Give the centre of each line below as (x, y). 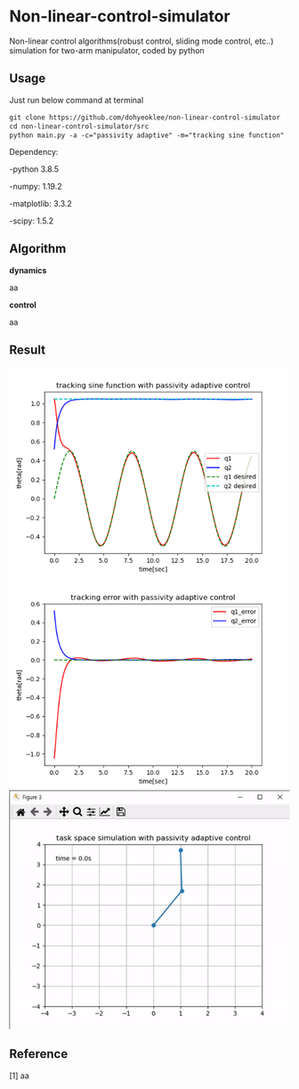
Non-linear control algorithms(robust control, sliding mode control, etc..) (141, 41)
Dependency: (34, 151)
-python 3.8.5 (34, 169)
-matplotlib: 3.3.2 (41, 203)
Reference (39, 1054)
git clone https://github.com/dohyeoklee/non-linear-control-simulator (145, 118)
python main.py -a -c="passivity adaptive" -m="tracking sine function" (147, 135)
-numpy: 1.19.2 (36, 186)
